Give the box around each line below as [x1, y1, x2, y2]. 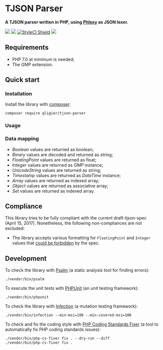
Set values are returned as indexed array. [12, 188, 95, 194]
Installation [5, 90, 33, 97]
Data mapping [5, 135, 39, 142]
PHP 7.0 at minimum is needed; [12, 56, 74, 62]
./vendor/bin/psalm [5, 277, 45, 282]
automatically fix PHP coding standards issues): [5, 327, 101, 332]
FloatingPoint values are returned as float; [12, 157, 97, 163]
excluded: [5, 225, 25, 231]
